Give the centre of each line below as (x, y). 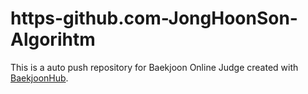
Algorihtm (53, 39)
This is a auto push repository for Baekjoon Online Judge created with (154, 67)
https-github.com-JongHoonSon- (154, 18)
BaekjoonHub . (39, 78)
